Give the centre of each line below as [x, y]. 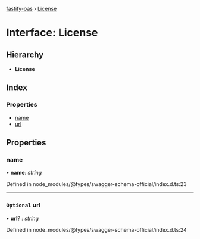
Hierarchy [25, 55]
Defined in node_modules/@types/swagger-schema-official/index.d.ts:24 [97, 229]
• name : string [24, 173]
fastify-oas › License [32, 9]
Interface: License [52, 33]
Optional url [24, 205]
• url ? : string [22, 218]
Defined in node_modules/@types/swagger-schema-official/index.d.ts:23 [96, 184]
